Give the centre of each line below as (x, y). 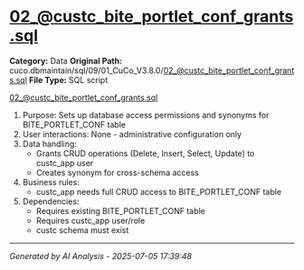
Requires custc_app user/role (90, 220)
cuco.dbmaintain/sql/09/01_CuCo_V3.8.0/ (87, 70)
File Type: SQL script (68, 79)
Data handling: (49, 144)
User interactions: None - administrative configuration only (132, 134)
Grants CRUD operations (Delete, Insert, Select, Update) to (145, 153)
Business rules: (51, 182)
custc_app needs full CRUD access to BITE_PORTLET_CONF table (159, 191)
